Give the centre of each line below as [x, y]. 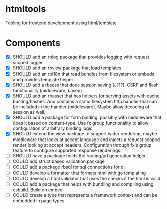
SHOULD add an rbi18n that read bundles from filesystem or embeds [83, 74]
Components [33, 43]
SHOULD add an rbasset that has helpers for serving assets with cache [86, 96]
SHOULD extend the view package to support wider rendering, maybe [85, 134]
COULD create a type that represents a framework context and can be [85, 195]
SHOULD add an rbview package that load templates [67, 68]
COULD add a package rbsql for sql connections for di [69, 167]
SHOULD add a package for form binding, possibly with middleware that [87, 118]
